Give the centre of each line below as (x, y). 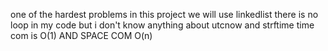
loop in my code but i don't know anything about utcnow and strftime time (162, 25)
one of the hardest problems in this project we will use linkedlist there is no (164, 14)
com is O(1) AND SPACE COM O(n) (81, 35)
